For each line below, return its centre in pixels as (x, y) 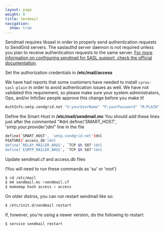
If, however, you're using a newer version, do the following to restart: (75, 215)
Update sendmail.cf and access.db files (45, 159)
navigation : (17, 23)
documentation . (21, 63)
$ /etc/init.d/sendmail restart (38, 205)
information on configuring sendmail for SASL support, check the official (79, 58)
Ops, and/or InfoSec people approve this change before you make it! (75, 98)
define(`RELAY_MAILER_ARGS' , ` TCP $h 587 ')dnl (54, 145)
